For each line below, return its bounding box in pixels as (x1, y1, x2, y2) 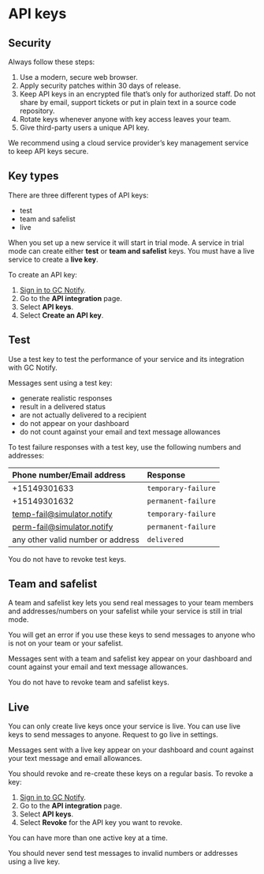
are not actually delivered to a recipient (19, 410, 147, 420)
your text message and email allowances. (8, 754, 143, 763)
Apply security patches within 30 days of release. (19, 81, 181, 90)
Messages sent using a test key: (8, 378, 113, 387)
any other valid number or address (12, 534, 140, 545)
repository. (19, 106, 55, 115)
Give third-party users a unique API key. (19, 123, 150, 132)
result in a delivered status (19, 401, 106, 411)
